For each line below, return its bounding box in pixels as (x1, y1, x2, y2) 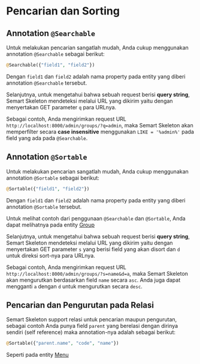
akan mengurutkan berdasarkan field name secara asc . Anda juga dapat (6, 276, 181, 284)
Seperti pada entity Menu (6, 351, 69, 359)
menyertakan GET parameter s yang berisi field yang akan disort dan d (6, 245, 180, 253)
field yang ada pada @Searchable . (6, 134, 88, 142)
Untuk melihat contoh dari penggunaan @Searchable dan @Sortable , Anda (6, 214, 186, 222)
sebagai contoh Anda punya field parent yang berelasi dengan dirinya (6, 323, 178, 330)
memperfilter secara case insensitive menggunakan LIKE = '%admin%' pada (6, 128, 195, 135)
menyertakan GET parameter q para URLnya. (6, 103, 117, 111)
